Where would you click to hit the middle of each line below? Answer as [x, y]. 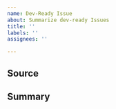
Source [23, 73]
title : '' [21, 26]
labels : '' [23, 33]
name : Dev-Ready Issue [40, 13]
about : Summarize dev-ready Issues [58, 20]
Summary [29, 96]
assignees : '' [28, 39]
